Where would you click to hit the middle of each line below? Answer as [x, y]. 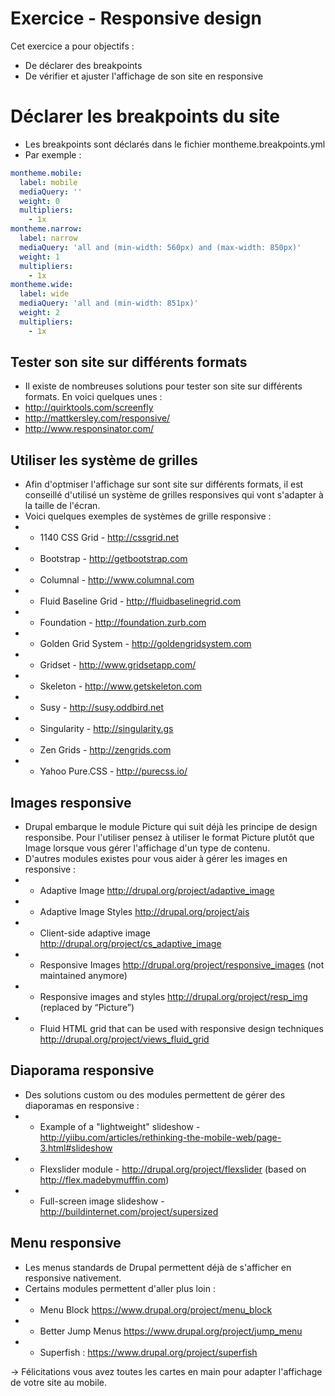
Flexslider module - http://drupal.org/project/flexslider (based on [173, 1169]
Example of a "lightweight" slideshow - [120, 1126]
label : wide [44, 294]
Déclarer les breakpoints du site [145, 116]
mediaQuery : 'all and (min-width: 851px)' [109, 303]
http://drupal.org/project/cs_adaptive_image [130, 944]
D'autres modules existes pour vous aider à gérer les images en [156, 859]
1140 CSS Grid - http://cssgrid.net [109, 538]
